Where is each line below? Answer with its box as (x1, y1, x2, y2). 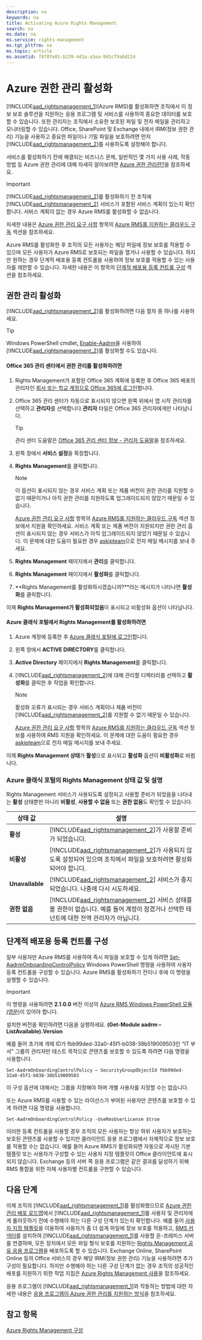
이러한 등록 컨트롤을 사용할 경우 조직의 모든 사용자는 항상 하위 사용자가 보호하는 (6, 1127, 192, 1134)
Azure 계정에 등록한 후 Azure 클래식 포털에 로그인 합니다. (14, 633, 148, 640)
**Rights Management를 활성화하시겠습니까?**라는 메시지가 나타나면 (14, 583, 182, 590)
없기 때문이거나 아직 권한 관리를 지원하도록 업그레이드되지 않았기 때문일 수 (14, 494, 189, 501)
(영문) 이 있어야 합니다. (6, 1008, 59, 1015)
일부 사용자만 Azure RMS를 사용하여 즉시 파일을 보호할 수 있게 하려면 (6, 953, 168, 961)
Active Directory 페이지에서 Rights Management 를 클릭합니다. (14, 659, 168, 666)
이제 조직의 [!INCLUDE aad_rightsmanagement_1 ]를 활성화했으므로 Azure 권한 (6, 1201, 192, 1209)
